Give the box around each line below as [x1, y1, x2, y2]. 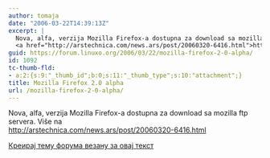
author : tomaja [8, 11, 59, 20]
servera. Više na [8, 117, 63, 127]
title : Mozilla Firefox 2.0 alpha [8, 79, 125, 87]
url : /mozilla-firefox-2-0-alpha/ [8, 86, 125, 95]
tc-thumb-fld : [8, 64, 56, 72]
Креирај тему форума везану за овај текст [8, 141, 154, 151]
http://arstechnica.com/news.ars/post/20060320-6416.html [8, 125, 207, 135]
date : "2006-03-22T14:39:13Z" [8, 19, 110, 27]
